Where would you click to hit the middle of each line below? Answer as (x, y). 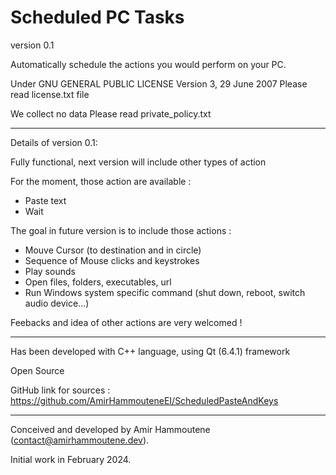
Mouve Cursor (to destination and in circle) (113, 250)
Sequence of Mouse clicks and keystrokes (112, 260)
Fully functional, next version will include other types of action (138, 162)
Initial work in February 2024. (71, 459)
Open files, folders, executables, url (98, 282)
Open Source (37, 370)
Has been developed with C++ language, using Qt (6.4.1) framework (150, 351)
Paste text (45, 200)
